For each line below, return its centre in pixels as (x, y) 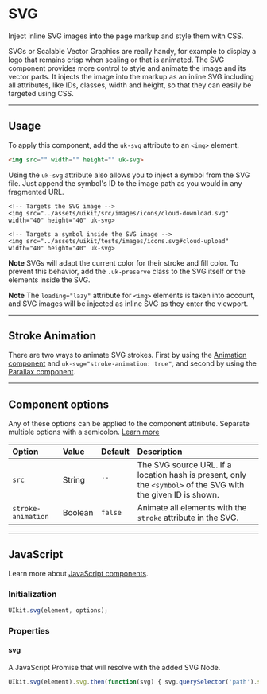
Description (160, 452)
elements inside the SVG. (49, 280)
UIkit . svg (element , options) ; (58, 611)
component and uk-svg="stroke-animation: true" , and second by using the (132, 363)
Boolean (78, 513)
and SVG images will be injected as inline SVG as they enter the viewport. (128, 304)
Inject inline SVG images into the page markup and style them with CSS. (126, 36)
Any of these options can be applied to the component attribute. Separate (129, 424)
